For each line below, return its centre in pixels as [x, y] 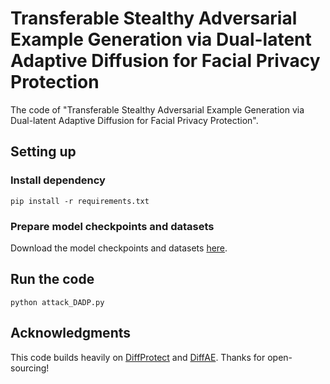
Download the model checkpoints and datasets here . [119, 248]
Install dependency [58, 180]
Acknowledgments [71, 333]
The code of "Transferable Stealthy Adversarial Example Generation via [157, 109]
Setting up [43, 152]
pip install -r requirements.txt [80, 201]
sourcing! [30, 368]
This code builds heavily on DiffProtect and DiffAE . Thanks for [138, 357]
